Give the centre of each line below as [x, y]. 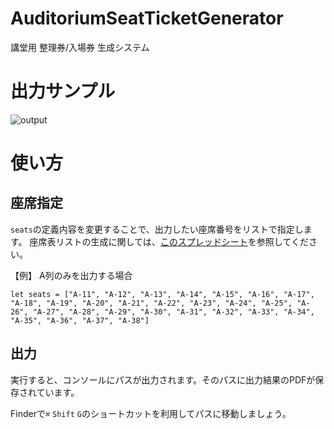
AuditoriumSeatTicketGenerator [147, 18]
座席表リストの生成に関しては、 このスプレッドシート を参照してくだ [169, 241]
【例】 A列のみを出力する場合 [71, 275]
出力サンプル [63, 91]
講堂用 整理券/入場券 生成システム [80, 47]
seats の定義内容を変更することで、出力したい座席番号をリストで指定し [157, 229]
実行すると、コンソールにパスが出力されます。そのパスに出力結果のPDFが [163, 379]
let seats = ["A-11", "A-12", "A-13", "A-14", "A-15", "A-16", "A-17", [162, 294]
